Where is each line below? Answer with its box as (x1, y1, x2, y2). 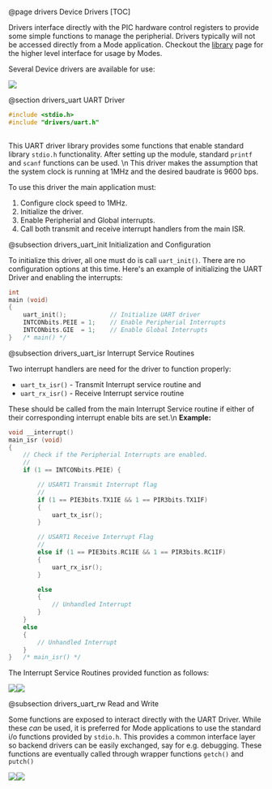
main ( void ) (8, 295, 49, 304)
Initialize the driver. (19, 206, 83, 216)
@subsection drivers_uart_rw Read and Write (8, 699, 159, 709)
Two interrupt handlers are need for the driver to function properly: (8, 364, 232, 373)
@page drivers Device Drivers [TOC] (8, 7, 131, 16)
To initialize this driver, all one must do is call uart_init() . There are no (8, 255, 245, 265)
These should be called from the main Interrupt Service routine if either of (8, 403, 255, 413)
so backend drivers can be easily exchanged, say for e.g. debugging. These (8, 740, 262, 750)
